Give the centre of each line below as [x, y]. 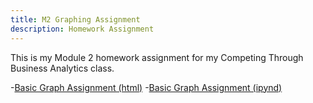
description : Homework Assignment [82, 29]
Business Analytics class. [62, 68]
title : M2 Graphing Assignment [75, 19]
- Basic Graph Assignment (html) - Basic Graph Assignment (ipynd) [146, 87]
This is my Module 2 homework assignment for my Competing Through [157, 57]
